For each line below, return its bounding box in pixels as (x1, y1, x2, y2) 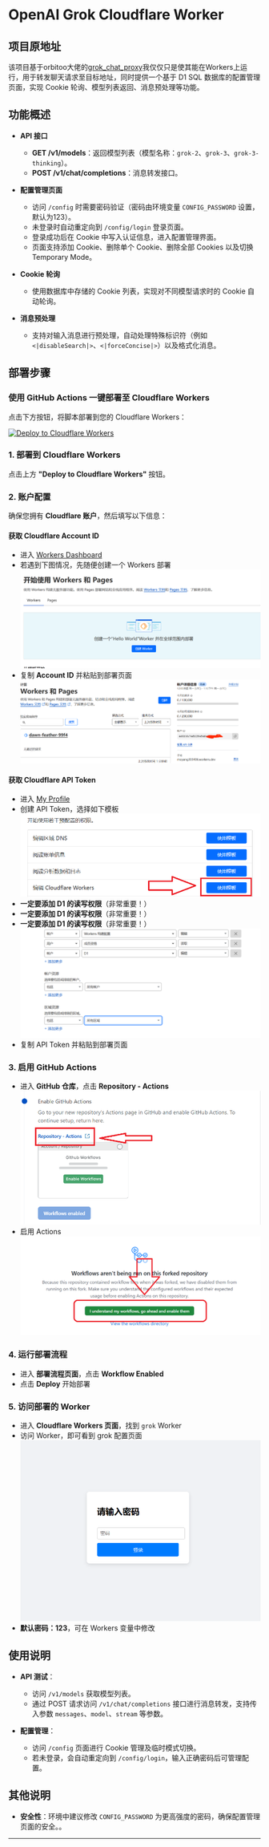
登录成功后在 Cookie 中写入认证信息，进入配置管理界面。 (31, 232, 221, 241)
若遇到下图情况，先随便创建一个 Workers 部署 (19, 560, 171, 570)
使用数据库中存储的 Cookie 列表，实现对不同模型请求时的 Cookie (31, 286, 246, 296)
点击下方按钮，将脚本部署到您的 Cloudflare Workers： (8, 411, 187, 422)
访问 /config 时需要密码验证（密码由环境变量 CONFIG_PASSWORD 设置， (31, 202, 259, 212)
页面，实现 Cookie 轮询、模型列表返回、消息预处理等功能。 (8, 83, 204, 91)
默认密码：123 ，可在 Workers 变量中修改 (19, 1623, 155, 1633)
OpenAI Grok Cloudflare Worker (8, 6, 224, 24)
